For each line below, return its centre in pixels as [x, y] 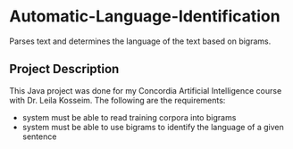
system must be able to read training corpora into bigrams [129, 117]
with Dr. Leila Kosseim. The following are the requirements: [117, 100]
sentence [39, 137]
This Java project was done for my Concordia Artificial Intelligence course [146, 90]
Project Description [64, 69]
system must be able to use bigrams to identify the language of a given [153, 127]
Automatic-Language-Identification [145, 17]
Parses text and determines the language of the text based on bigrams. [140, 41]
